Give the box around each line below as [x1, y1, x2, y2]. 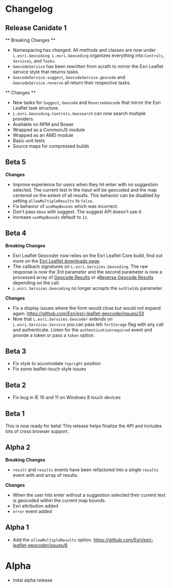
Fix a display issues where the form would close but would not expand [12, 305, 161, 311]
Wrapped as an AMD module [12, 132, 74, 138]
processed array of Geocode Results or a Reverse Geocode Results [12, 274, 154, 280]
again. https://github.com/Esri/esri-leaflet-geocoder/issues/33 [12, 310, 144, 317]
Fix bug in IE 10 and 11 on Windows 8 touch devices [12, 394, 121, 401]
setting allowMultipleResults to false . [12, 198, 94, 204]
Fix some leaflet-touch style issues [12, 366, 87, 372]
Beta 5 [5, 158, 27, 166]
